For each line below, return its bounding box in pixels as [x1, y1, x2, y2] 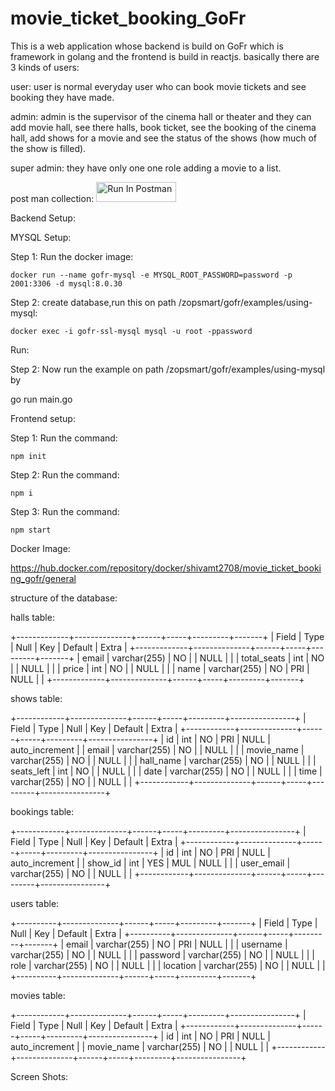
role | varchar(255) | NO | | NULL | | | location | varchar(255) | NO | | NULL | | [10, 959, 326, 971]
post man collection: [10, 192, 95, 204]
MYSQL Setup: [10, 231, 72, 243]
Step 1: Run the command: [10, 432, 118, 444]
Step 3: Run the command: [10, 505, 120, 517]
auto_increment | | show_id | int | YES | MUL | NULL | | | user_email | [10, 857, 291, 869]
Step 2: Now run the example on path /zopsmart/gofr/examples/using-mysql [10, 363, 326, 375]
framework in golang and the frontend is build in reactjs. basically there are [10, 50, 320, 62]
